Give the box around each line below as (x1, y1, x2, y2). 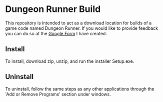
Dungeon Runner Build (5, 3, 101, 15)
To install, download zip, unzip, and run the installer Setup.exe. (5, 58, 134, 64)
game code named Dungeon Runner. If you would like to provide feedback (5, 25, 158, 31)
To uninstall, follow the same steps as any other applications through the (5, 86, 154, 92)
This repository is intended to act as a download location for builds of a (5, 20, 152, 26)
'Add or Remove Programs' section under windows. (5, 91, 111, 97)
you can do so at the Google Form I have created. (5, 30, 107, 36)
